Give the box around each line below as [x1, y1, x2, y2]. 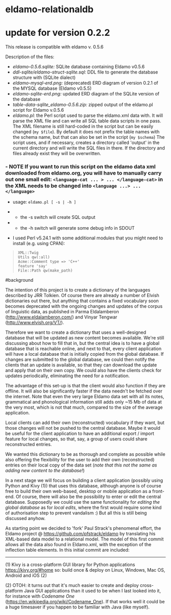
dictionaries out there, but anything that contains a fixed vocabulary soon [5, 298, 159, 304]
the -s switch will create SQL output [20, 214, 96, 220]
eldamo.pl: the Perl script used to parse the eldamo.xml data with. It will [12, 112, 163, 118]
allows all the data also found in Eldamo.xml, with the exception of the [5, 542, 152, 548]
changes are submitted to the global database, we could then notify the [5, 356, 155, 363]
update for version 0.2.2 [5, 27, 110, 39]
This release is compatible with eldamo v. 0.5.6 [5, 44, 104, 50]
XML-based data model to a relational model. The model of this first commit [5, 536, 164, 542]
